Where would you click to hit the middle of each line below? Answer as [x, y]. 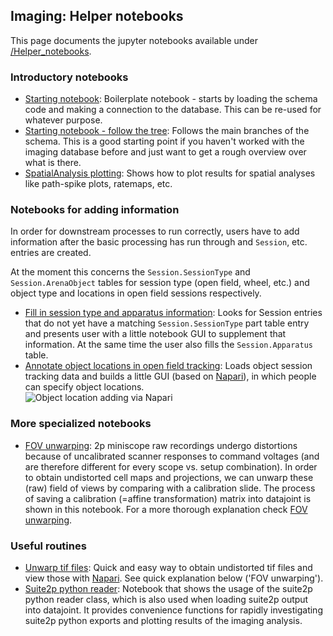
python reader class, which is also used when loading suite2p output [166, 599]
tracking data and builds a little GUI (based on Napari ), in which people [170, 376]
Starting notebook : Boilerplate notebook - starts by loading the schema [171, 99]
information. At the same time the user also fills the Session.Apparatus [168, 345]
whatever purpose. [63, 120]
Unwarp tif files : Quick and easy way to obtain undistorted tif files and [168, 567]
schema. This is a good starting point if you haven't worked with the [164, 141]
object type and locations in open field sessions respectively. [136, 293]
